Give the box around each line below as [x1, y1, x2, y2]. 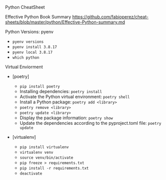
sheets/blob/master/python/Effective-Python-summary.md [5, 19, 125, 25]
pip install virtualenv [19, 145, 69, 150]
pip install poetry [19, 84, 60, 89]
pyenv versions [12, 39, 44, 44]
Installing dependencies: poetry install [19, 89, 103, 94]
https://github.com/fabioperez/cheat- [72, 14, 149, 19]
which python [12, 55, 40, 60]
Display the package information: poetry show [19, 115, 113, 121]
